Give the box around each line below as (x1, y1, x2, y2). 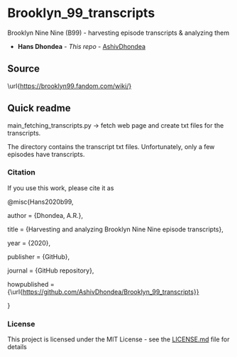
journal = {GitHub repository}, (7, 266, 94, 275)
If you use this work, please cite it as (7, 183, 114, 192)
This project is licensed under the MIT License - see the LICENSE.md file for (7, 335, 230, 344)
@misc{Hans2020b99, (7, 197, 74, 206)
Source (7, 62, 40, 75)
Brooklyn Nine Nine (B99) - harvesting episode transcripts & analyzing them (7, 28, 229, 37)
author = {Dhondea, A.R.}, (7, 211, 84, 219)
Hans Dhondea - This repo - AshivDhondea (17, 42, 146, 50)
